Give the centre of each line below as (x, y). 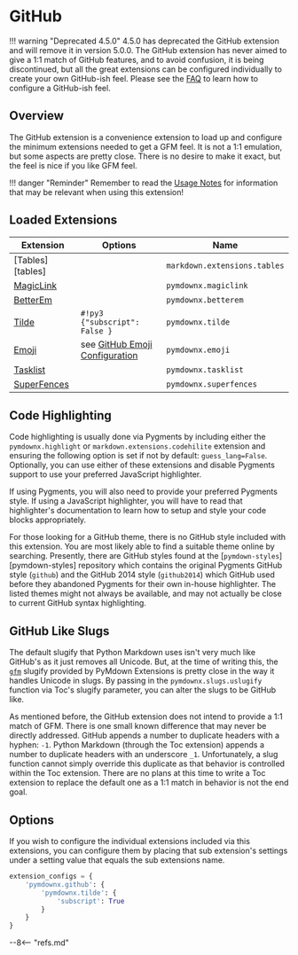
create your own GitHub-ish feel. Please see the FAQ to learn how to (134, 78)
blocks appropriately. (48, 520)
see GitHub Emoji (116, 344)
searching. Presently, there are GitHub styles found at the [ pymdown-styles (145, 556)
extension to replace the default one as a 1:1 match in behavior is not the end (149, 783)
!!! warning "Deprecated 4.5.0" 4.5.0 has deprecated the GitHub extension (144, 41)
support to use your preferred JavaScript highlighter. (106, 474)
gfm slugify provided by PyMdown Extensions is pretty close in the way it (142, 671)
